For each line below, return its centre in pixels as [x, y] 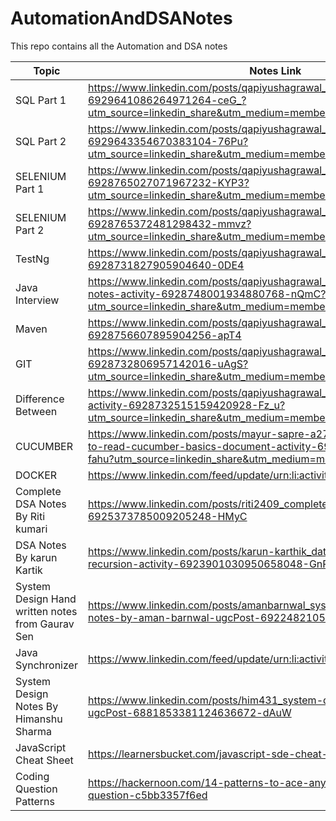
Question [36, 789]
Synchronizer [46, 665]
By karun [36, 557]
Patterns [35, 801]
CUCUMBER [44, 446]
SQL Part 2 [41, 141]
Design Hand [46, 599]
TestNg [32, 259]
